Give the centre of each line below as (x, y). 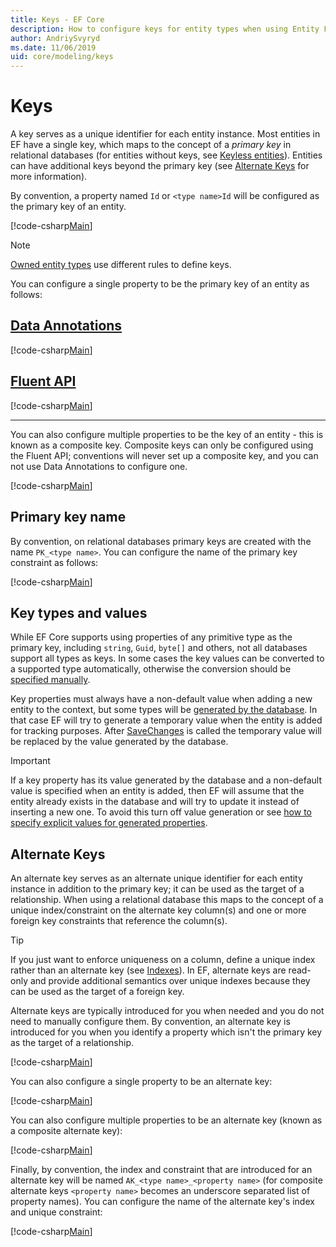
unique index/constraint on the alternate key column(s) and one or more (158, 910)
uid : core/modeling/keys (62, 57)
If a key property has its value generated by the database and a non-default (166, 780)
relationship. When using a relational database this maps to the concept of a (167, 900)
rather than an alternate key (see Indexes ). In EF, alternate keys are (148, 970)
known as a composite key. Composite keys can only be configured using (162, 445)
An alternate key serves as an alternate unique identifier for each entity (156, 878)
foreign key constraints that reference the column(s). (119, 921)
